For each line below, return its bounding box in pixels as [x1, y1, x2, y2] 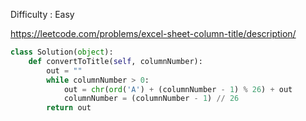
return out [46, 103, 92, 113]
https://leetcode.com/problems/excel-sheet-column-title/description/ [10, 28, 297, 39]
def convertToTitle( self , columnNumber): [28, 56, 203, 66]
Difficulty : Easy [10, 9, 75, 20]
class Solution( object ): [10, 47, 114, 57]
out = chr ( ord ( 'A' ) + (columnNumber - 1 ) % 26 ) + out [63, 84, 293, 94]
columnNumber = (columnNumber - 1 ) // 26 [63, 94, 240, 104]
